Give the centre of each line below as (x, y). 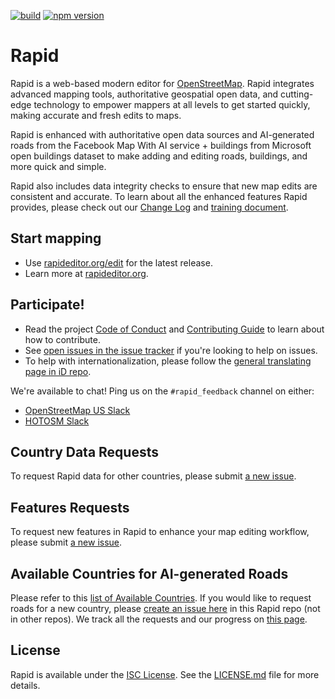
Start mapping (56, 238)
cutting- (297, 94)
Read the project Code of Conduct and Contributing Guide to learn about (174, 329)
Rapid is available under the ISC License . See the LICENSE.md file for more (165, 674)
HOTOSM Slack (57, 421)
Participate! (47, 305)
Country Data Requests (84, 451)
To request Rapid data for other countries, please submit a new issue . (153, 476)
